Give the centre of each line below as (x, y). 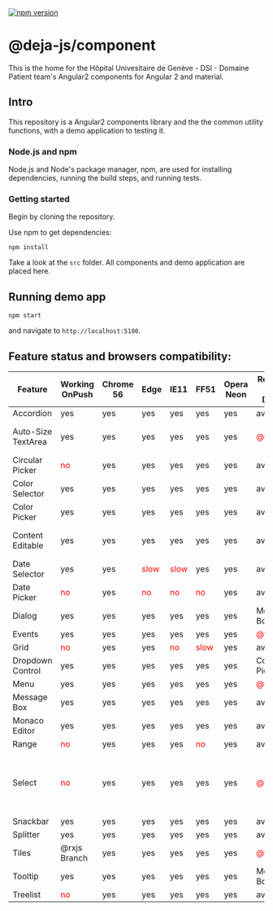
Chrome (118, 384)
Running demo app (57, 297)
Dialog (25, 615)
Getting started (39, 199)
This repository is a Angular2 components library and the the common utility (136, 121)
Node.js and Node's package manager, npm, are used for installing (120, 169)
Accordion (32, 413)
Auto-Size (32, 431)
